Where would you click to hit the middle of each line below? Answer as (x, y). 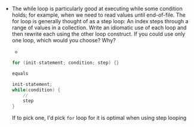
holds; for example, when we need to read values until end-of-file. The (99, 15)
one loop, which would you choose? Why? (64, 40)
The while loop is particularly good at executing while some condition (97, 9)
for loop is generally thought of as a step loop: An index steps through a (100, 21)
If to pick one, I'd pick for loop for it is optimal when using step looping (99, 118)
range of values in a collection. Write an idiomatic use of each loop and (99, 27)
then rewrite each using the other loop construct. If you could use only (98, 34)
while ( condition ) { (36, 90)
